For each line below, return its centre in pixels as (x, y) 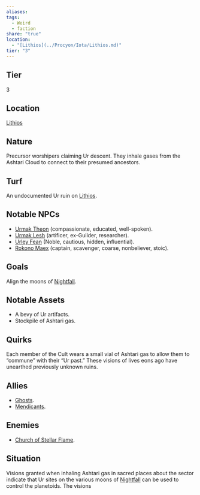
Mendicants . (30, 407)
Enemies (23, 425)
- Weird (21, 23)
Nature (19, 141)
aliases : (17, 12)
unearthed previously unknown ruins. (52, 367)
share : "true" (24, 34)
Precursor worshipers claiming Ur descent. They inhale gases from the (93, 156)
